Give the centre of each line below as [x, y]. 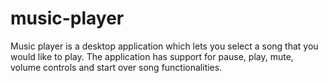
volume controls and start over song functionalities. [116, 67]
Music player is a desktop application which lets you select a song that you [164, 46]
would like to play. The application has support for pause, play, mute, [152, 56]
